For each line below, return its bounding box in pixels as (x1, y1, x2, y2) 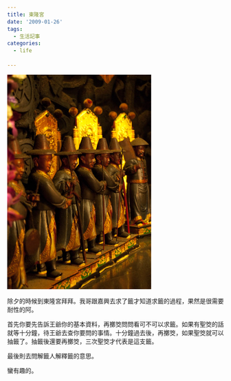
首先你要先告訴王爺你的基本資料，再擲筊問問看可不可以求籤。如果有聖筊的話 (7, 320, 224, 328)
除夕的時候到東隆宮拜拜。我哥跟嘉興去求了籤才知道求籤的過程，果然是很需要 (7, 297, 224, 305)
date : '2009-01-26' (7, 18, 63, 25)
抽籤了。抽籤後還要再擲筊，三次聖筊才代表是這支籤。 (7, 337, 158, 345)
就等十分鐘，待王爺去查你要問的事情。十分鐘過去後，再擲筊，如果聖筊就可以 (7, 328, 224, 336)
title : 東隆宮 (7, 11, 45, 18)
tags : (7, 25, 23, 32)
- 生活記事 (13, 33, 41, 40)
